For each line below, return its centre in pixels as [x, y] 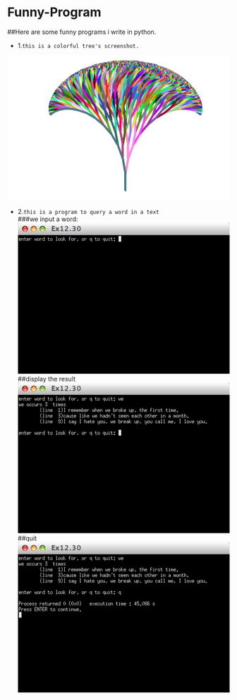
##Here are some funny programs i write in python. [82, 32]
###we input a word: [48, 219]
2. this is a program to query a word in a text [89, 212]
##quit [27, 538]
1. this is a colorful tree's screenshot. [78, 45]
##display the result [47, 379]
